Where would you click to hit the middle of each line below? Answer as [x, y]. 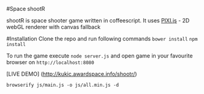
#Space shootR [26, 9]
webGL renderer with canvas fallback [54, 27]
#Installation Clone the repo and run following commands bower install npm [102, 39]
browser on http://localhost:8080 [50, 62]
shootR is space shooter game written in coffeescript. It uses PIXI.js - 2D [98, 20]
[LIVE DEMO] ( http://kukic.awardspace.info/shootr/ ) [72, 74]
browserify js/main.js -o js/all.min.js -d [63, 85]
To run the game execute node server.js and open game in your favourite [100, 56]
